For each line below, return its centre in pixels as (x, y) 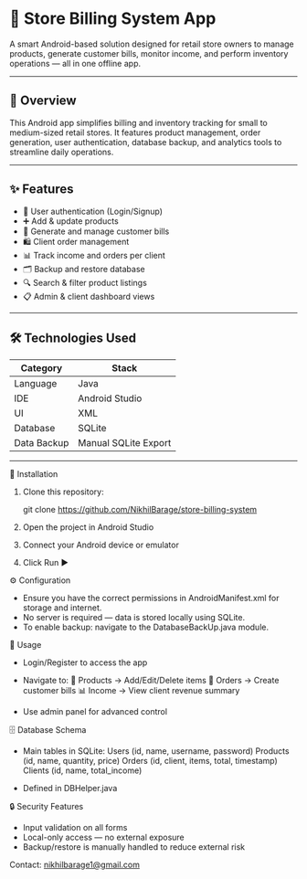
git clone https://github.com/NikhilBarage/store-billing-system (140, 510)
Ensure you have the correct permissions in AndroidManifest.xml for (151, 598)
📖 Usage (26, 645)
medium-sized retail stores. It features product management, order (135, 132)
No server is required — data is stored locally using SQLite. (133, 618)
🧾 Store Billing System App (113, 19)
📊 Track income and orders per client (94, 255)
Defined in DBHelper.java (70, 789)
